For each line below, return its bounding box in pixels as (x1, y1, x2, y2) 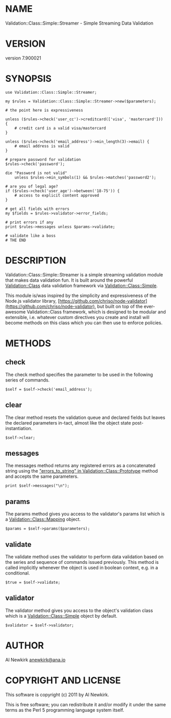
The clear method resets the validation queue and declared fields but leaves (5, 414, 165, 420)
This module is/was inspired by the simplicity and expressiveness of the (5, 292, 157, 299)
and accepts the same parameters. (5, 473, 79, 479)
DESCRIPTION (5, 255, 66, 266)
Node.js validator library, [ (5, 298, 60, 304)
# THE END (5, 238, 27, 243)
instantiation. (5, 425, 33, 431)
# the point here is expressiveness (5, 108, 83, 113)
